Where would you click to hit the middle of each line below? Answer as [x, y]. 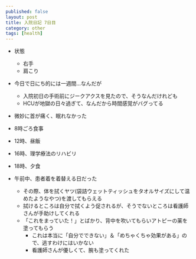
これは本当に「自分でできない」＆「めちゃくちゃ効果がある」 [107, 235]
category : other [25, 28]
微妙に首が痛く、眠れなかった [50, 116]
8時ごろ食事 [29, 129]
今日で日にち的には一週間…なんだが [58, 84]
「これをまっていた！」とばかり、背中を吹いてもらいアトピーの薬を [105, 221]
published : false [27, 12]
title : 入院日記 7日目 [31, 22]
